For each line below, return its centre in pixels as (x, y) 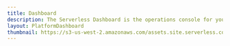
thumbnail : (23, 32)
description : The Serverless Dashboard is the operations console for (110, 20)
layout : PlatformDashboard (46, 26)
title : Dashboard (32, 13)
